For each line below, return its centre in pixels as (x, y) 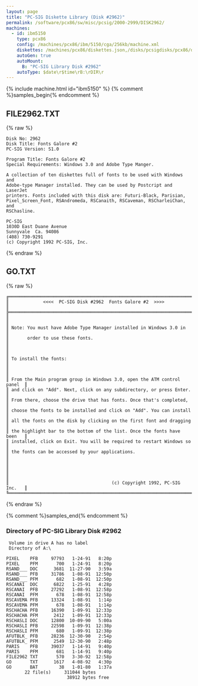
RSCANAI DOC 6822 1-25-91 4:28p (59, 585)
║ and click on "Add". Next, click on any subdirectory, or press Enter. (99, 390)
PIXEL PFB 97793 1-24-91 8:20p (59, 559)
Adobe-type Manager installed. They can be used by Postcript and (89, 186)
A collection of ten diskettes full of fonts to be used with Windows (95, 175)
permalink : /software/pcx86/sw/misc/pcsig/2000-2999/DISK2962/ (85, 22)
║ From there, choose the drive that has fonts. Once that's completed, (97, 400)
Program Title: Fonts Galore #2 (46, 160)
